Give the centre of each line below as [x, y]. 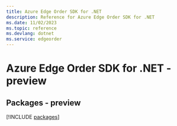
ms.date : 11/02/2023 [32, 22]
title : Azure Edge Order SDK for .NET [54, 12]
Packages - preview [44, 103]
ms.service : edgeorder [34, 39]
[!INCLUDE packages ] [33, 117]
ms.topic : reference [32, 28]
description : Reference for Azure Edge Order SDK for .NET [81, 17]
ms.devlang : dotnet [30, 34]
